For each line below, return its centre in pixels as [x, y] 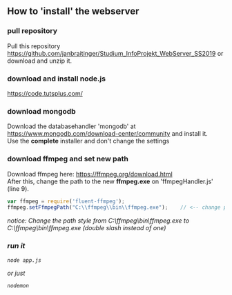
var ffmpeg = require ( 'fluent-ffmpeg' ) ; [66, 201]
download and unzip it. [40, 61]
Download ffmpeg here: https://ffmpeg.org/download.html [90, 174]
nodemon [18, 285]
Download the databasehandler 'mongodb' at [71, 126]
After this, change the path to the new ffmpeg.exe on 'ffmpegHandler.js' [110, 181]
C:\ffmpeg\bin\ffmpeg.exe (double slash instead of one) [87, 228]
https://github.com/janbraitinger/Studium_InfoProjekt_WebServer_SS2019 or [115, 53]
